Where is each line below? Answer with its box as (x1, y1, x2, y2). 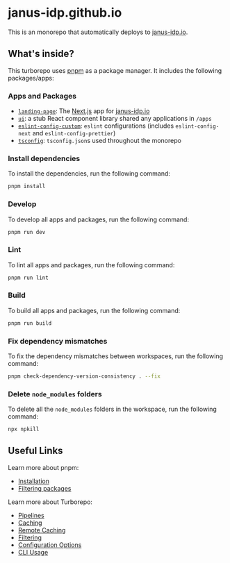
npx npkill (8, 426, 40, 433)
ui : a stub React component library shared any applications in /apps (17, 115, 212, 123)
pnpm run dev (8, 228, 46, 235)
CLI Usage (17, 548, 49, 556)
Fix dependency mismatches (8, 336, 108, 346)
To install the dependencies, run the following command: (8, 169, 171, 178)
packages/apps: (8, 74, 54, 82)
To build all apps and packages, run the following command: (8, 306, 181, 314)
